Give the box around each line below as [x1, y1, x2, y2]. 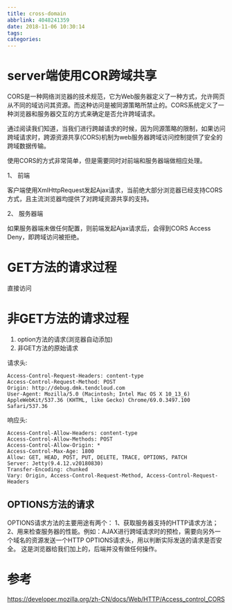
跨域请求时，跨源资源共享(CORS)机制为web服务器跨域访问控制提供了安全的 [7, 133, 223, 142]
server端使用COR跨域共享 [7, 68, 157, 84]
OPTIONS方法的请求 [7, 499, 95, 511]
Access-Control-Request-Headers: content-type [7, 372, 144, 379]
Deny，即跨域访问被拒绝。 [7, 233, 83, 242]
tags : [7, 29, 23, 37]
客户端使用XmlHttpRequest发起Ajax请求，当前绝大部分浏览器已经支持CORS [7, 186, 223, 194]
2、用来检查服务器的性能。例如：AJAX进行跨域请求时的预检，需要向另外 [7, 527, 215, 535]
